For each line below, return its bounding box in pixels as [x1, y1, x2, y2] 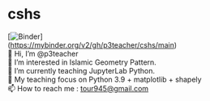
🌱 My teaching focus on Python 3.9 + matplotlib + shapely [7, 74, 202, 84]
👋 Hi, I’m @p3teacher [7, 48, 79, 58]
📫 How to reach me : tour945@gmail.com [7, 83, 149, 93]
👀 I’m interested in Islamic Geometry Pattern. [7, 57, 157, 67]
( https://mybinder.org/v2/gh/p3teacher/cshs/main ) [7, 40, 178, 49]
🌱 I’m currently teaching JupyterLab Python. [7, 65, 156, 75]
